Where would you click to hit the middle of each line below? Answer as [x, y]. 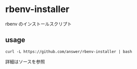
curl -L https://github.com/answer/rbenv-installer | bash [69, 51]
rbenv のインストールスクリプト [38, 24]
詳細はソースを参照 [25, 61]
